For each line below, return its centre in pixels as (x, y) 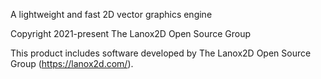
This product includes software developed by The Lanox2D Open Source (161, 53)
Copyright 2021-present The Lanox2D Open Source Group (131, 33)
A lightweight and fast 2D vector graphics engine (111, 14)
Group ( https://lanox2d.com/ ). (72, 63)
